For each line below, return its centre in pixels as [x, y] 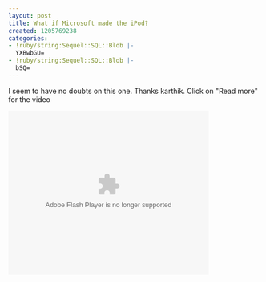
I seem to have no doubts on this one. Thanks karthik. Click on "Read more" [133, 91]
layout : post [30, 16]
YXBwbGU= [30, 53]
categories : [28, 38]
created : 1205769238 [43, 31]
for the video [29, 99]
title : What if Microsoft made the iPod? [79, 23]
